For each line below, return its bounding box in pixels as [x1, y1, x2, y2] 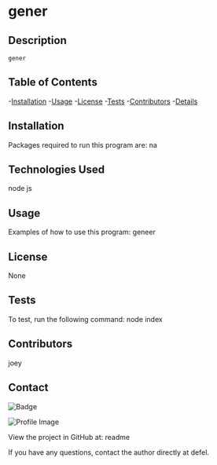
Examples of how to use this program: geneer [8, 227, 156, 237]
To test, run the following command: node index [8, 314, 163, 324]
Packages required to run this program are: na [8, 140, 157, 149]
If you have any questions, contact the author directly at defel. [8, 447, 210, 457]
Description [8, 34, 67, 47]
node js [8, 184, 33, 193]
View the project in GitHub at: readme [8, 432, 131, 441]
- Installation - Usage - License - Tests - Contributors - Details [8, 97, 198, 106]
